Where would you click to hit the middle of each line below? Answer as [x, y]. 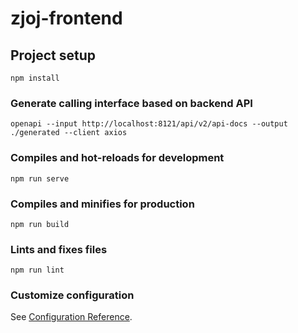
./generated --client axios [69, 133]
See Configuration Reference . [71, 317]
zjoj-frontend [66, 18]
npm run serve [40, 178]
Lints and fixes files [59, 249]
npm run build [40, 224]
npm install [35, 78]
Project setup [53, 55]
